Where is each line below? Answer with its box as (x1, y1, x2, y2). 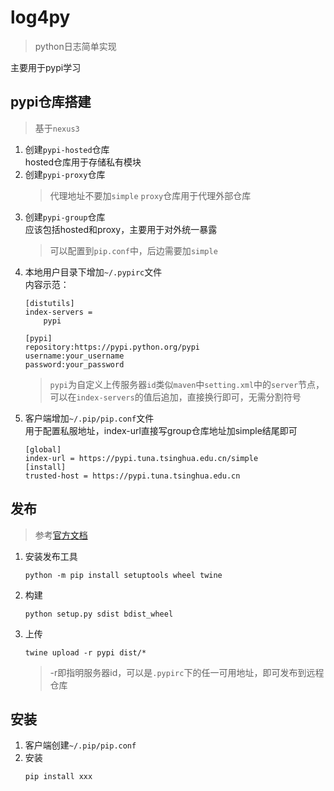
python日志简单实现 (34, 40, 117, 52)
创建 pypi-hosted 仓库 (24, 143, 110, 155)
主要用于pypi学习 (10, 61, 82, 73)
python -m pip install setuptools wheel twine (24, 570, 223, 580)
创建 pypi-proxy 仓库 (24, 168, 106, 180)
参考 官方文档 (34, 529, 88, 541)
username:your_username (24, 351, 125, 361)
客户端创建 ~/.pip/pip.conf (24, 739, 137, 751)
